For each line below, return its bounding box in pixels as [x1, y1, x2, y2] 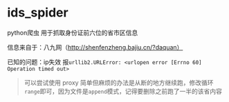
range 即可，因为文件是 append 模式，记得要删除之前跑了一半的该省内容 [24, 87, 223, 95]
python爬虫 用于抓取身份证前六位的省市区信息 [7, 28, 138, 37]
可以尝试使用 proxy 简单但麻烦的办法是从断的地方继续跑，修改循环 [24, 78, 214, 87]
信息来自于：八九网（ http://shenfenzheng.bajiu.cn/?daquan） [7, 43, 183, 51]
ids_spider [7, 5, 68, 21]
